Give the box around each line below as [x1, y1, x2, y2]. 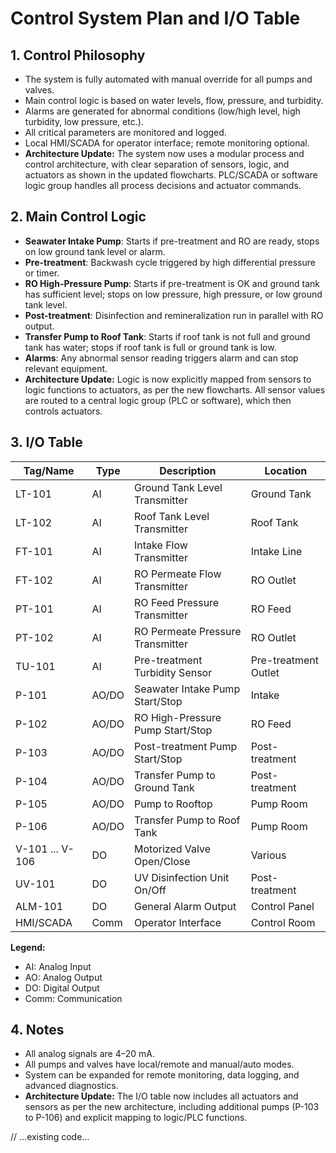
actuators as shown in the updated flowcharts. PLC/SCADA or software [24, 169, 318, 181]
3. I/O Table [10, 434, 83, 451]
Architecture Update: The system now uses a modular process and [24, 148, 305, 159]
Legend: [10, 941, 46, 953]
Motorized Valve [134, 842, 212, 856]
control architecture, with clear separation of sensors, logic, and [24, 158, 290, 170]
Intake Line [250, 544, 303, 558]
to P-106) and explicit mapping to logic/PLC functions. [24, 1112, 248, 1124]
